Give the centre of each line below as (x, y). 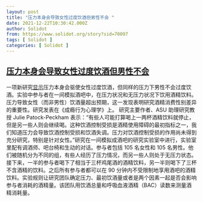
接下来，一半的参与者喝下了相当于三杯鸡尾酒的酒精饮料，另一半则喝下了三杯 (101, 162)
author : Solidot (27, 29)
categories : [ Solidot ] (37, 46)
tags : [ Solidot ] (29, 40)
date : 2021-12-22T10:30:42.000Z (47, 23)
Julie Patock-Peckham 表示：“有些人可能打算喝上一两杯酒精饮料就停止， (104, 117)
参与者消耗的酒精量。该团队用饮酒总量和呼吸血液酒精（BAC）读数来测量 (96, 185)
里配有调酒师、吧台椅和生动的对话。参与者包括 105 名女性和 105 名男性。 (97, 147)
